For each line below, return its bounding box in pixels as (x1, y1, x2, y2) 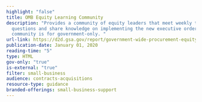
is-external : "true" (6, 64, 58, 71)
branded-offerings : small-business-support (6, 87, 117, 93)
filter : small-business (6, 70, 66, 76)
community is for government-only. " (11, 31, 106, 37)
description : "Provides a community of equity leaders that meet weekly (6, 20, 192, 26)
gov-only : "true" (6, 59, 50, 65)
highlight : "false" (6, 8, 55, 15)
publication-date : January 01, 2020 (6, 43, 98, 49)
